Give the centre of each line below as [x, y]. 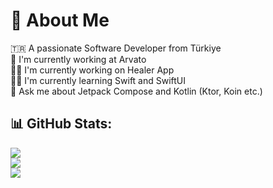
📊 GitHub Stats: [61, 124]
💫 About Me [60, 20]
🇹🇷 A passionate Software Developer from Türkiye [116, 48]
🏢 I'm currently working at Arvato [78, 59]
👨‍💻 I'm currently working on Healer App [92, 70]
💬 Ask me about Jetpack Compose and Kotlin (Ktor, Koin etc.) [136, 91]
